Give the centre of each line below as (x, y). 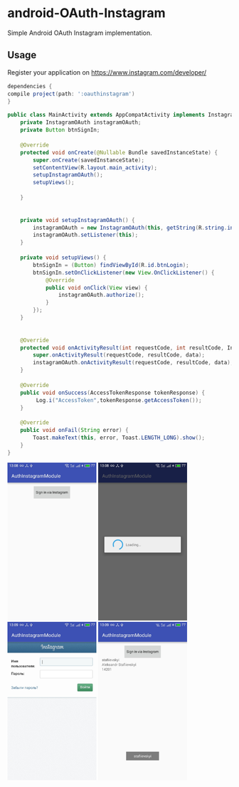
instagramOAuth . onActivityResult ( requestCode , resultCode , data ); (133, 363)
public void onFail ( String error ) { (75, 431)
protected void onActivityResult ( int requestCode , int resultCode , (122, 348)
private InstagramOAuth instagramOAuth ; (81, 122)
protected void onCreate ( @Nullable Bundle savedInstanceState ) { (119, 152)
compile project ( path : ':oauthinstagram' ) (71, 94)
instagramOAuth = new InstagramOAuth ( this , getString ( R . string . (130, 228)
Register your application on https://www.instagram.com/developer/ (107, 72)
